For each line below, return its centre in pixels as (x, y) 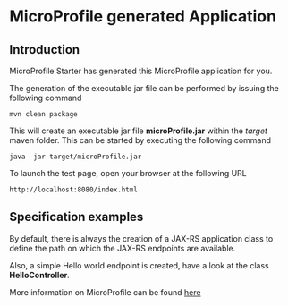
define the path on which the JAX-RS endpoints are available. (123, 248)
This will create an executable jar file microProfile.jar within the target (139, 131)
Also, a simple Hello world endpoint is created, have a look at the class (140, 265)
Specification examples (76, 217)
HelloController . (39, 275)
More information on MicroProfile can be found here (105, 292)
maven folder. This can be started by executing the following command (140, 140)
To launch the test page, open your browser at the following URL (128, 173)
